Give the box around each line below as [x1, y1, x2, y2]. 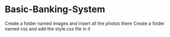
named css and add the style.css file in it [5, 25, 91, 31]
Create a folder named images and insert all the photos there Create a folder [5, 20, 165, 26]
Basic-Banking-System [5, 4, 105, 15]
